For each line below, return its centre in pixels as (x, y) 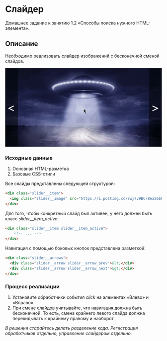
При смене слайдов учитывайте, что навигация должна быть (77, 308)
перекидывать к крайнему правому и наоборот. (64, 318)
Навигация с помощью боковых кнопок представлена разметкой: (75, 248)
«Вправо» (23, 302)
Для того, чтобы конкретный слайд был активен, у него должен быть (79, 213)
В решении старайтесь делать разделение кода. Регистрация (72, 328)
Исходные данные (29, 158)
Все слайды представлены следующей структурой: (60, 183)
